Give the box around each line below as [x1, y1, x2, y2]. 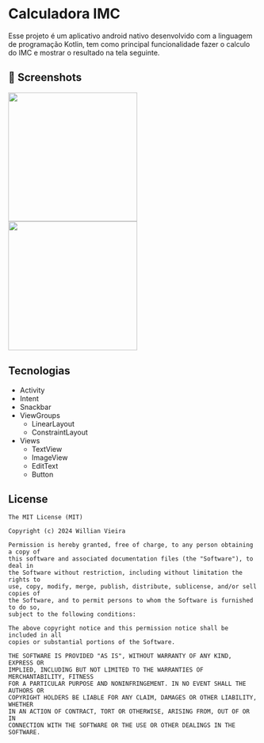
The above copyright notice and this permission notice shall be [8, 624, 228, 633]
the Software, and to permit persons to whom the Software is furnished [8, 596, 254, 605]
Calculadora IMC [8, 5, 121, 23]
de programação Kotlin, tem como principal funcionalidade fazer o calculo [8, 39, 251, 48]
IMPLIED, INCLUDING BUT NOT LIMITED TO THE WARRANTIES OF [8, 666, 204, 674]
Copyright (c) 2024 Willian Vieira [8, 527, 126, 535]
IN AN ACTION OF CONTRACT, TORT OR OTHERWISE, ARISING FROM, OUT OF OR [8, 707, 250, 716]
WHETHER [8, 701, 34, 709]
